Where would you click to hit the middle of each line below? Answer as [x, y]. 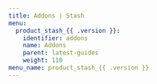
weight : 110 [43, 61]
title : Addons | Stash [46, 16]
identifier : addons [56, 38]
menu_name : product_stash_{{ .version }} [79, 68]
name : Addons [45, 46]
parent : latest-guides [61, 53]
